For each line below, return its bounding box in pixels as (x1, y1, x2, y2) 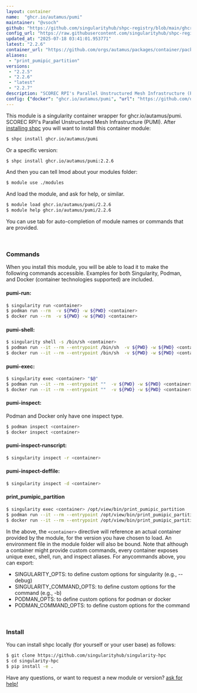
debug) (14, 577, 33, 584)
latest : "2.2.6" (6, 42, 46, 48)
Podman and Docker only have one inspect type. (6, 412, 124, 419)
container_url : (6, 47, 43, 53)
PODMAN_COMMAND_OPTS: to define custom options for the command (14, 601, 190, 608)
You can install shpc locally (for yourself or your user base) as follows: (6, 641, 176, 648)
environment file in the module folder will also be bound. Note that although (6, 540, 189, 547)
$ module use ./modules (6, 180, 64, 186)
